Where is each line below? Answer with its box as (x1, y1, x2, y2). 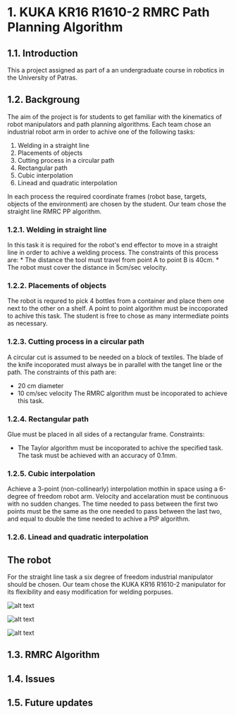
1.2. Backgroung (7, 94, 80, 106)
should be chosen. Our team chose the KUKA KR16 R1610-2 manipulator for (7, 580, 226, 589)
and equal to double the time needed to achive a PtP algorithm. (7, 515, 190, 523)
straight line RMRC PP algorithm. (7, 207, 102, 216)
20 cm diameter (17, 381, 64, 390)
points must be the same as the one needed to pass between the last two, (7, 507, 222, 516)
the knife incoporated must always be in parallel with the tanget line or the (7, 360, 223, 368)
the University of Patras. (7, 73, 77, 82)
